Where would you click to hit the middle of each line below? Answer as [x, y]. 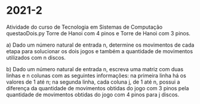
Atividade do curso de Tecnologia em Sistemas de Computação [84, 27]
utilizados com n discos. [36, 57]
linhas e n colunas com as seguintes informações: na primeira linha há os [96, 75]
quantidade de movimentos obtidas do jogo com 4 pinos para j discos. [93, 94]
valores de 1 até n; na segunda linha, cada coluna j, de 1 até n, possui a [93, 82]
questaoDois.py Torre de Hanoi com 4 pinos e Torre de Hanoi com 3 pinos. [99, 33]
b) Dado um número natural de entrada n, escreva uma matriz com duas [95, 69]
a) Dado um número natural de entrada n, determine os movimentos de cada [100, 45]
